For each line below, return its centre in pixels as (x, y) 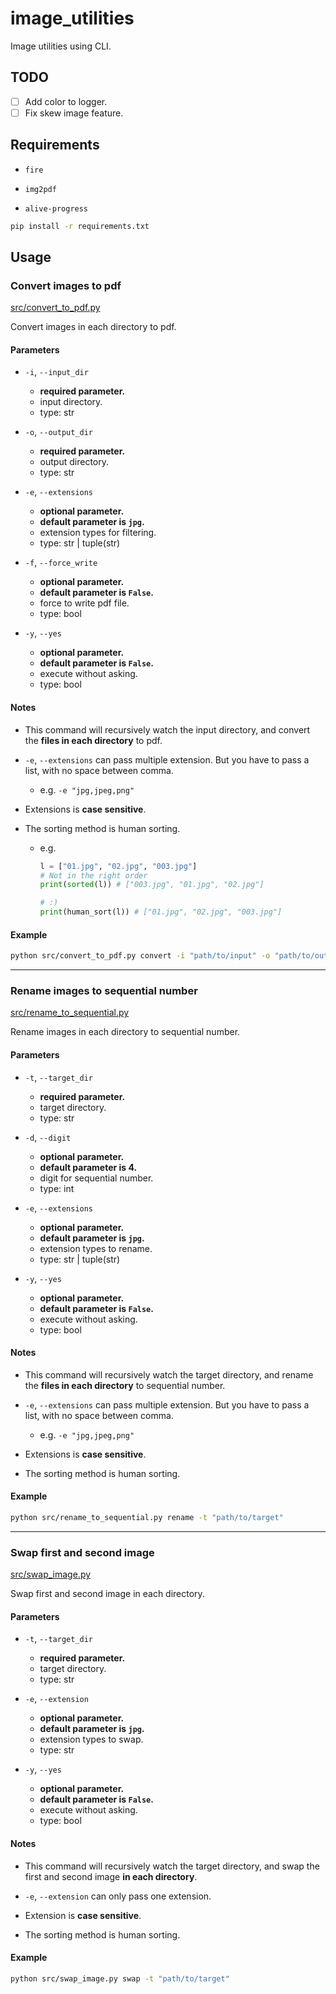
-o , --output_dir (59, 432)
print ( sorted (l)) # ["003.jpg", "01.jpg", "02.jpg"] (152, 885)
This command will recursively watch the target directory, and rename (169, 1374)
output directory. (74, 462)
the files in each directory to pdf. (93, 740)
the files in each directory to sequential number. (125, 1385)
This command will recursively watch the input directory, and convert (167, 729)
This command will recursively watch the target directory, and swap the (172, 1866)
